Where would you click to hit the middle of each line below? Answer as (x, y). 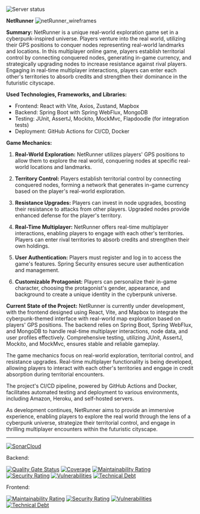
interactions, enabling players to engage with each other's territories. (99, 233)
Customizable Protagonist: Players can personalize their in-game (96, 282)
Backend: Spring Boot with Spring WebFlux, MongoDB (81, 112)
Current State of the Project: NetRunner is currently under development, (96, 306)
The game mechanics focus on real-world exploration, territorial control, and (100, 355)
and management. (37, 270)
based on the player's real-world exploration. (70, 191)
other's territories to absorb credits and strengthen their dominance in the (97, 77)
